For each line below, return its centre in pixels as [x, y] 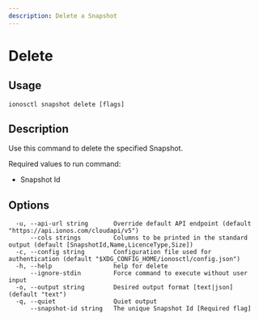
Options [29, 205]
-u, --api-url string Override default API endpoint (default [134, 224]
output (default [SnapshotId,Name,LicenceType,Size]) [101, 245]
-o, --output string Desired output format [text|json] [124, 288]
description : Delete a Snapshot [63, 16]
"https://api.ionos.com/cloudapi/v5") [74, 231]
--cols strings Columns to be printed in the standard [139, 238]
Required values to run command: [65, 164]
